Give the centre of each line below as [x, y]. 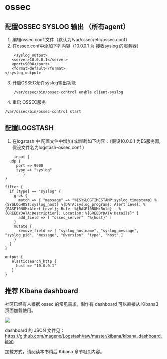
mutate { [23, 226]
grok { [21, 196]
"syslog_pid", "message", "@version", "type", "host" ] [64, 235]
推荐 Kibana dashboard [42, 291]
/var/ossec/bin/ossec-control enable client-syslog [69, 92]
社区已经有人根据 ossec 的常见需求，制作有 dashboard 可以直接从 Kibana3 [82, 304]
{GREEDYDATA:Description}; [33, 213]
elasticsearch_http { [34, 261]
